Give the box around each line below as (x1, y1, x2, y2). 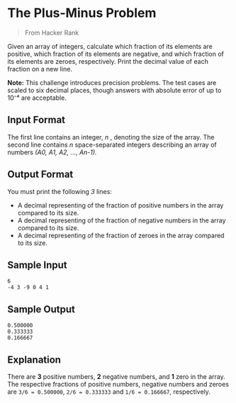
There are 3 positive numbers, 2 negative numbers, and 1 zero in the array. (7, 373, 225, 380)
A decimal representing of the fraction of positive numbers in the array (17, 200, 224, 210)
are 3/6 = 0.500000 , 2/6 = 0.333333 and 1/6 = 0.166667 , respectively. (7, 387, 211, 396)
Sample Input (7, 259, 67, 271)
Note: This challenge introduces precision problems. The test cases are (7, 78, 217, 86)
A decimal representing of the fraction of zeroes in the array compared (17, 231, 225, 239)
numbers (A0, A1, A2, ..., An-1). (7, 147, 97, 157)
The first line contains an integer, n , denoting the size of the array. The (7, 132, 215, 141)
